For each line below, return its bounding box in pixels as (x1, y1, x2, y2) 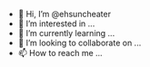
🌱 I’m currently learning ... (17, 28, 115, 38)
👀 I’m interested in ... (17, 18, 95, 29)
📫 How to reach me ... (17, 48, 103, 58)
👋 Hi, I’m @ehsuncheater (17, 9, 112, 19)
